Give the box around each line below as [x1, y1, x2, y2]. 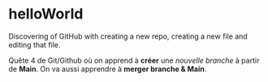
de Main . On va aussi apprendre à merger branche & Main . [8, 64, 207, 73]
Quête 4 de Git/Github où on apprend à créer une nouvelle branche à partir [8, 55, 260, 65]
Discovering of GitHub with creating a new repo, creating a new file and [8, 31, 248, 41]
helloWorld [8, 5, 84, 23]
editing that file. [8, 39, 61, 49]
